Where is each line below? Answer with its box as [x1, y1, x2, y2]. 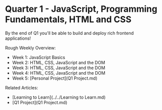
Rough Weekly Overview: [5, 45, 56, 51]
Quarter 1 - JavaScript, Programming [5, 3, 158, 15]
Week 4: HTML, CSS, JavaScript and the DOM [12, 70, 106, 76]
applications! [5, 35, 31, 41]
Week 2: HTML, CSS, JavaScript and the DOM [12, 59, 105, 65]
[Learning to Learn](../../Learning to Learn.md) [12, 94, 106, 100]
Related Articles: [5, 84, 38, 90]
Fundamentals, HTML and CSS [5, 14, 132, 25]
